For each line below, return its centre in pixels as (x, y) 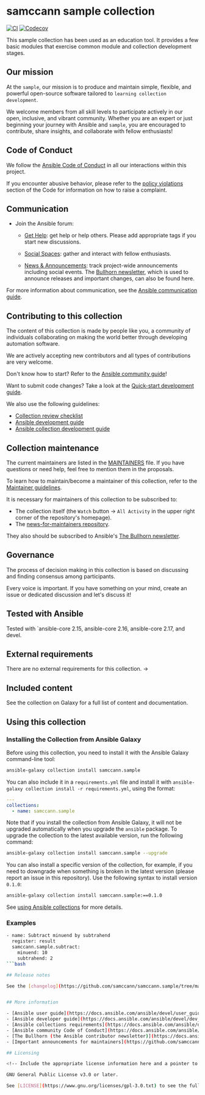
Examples (21, 923)
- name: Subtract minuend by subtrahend (59, 936)
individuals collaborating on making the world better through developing (97, 338)
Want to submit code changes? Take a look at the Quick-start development (100, 386)
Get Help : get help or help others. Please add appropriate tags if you (110, 236)
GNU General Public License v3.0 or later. (63, 1075)
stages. (16, 52)
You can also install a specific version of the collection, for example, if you (100, 865)
